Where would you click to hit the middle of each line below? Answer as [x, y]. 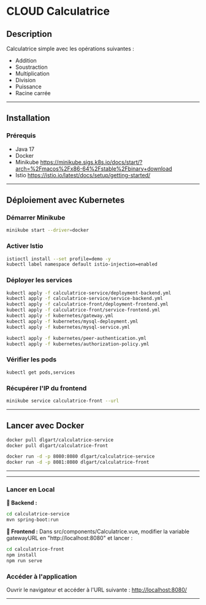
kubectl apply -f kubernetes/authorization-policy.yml [78, 344]
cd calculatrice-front [35, 549]
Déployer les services [39, 280]
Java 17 [25, 149]
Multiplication [32, 74]
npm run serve [25, 561]
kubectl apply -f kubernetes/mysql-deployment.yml [72, 321]
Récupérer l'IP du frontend [47, 388]
